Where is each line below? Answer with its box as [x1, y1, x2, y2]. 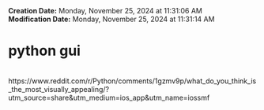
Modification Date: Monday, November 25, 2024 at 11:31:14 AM [8, 14, 215, 24]
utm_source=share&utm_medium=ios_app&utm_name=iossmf [8, 93, 210, 102]
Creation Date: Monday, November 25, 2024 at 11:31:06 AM [8, 6, 203, 15]
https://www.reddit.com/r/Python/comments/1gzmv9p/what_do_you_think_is [8, 76, 257, 86]
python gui [8, 42, 81, 60]
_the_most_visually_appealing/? [8, 84, 109, 93]
